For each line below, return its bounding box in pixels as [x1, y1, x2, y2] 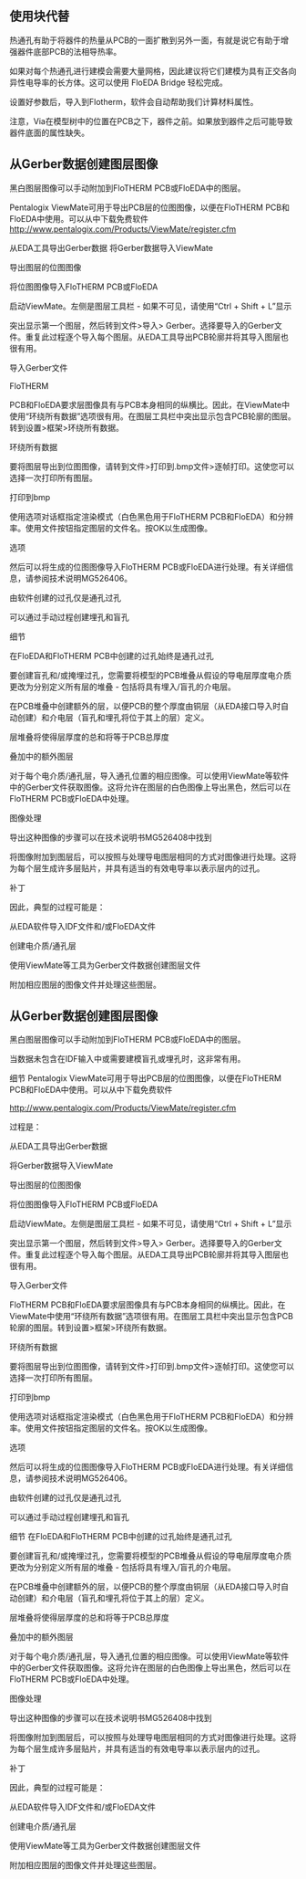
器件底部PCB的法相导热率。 [16, 46, 122, 57]
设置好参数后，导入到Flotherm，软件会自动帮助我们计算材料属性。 [9, 96, 259, 107]
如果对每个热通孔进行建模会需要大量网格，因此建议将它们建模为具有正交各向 [9, 65, 297, 76]
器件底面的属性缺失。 [9, 127, 89, 138]
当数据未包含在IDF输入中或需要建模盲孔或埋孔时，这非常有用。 [9, 1054, 246, 1065]
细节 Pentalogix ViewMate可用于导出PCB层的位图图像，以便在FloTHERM [9, 1073, 282, 1084]
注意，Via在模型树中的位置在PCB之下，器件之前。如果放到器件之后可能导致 [9, 115, 293, 126]
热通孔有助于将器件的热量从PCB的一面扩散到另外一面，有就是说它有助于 [9, 35, 281, 46]
